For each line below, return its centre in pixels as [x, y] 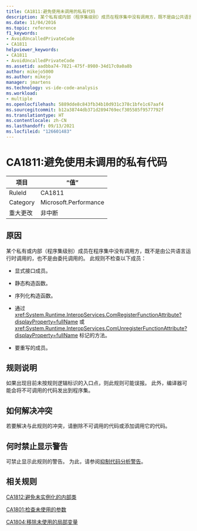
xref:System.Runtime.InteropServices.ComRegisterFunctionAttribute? [98, 314]
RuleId [18, 192]
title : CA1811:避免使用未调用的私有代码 [51, 11]
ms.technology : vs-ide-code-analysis [52, 88]
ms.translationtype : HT [35, 115]
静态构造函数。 [33, 283]
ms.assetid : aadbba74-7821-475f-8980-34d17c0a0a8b [69, 66]
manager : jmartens [28, 83]
